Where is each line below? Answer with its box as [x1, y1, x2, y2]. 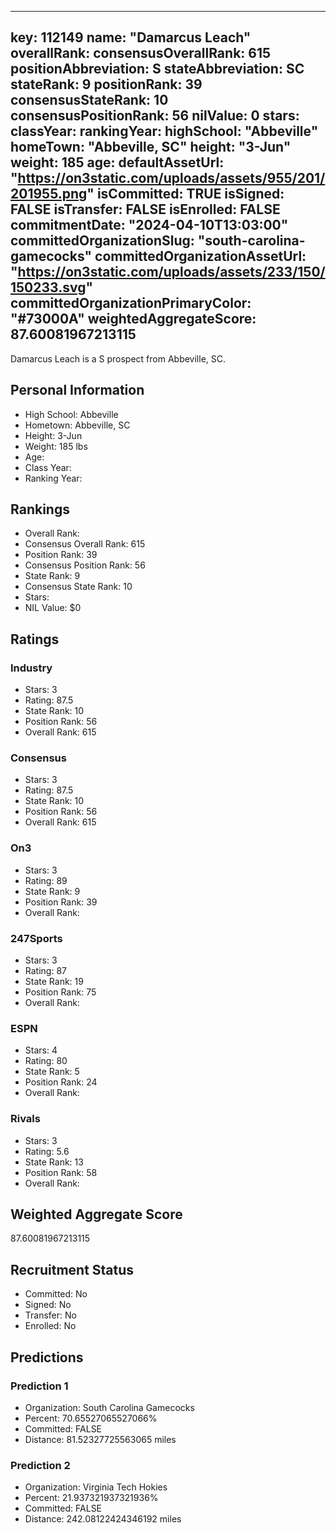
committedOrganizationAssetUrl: [94, 248, 307, 265]
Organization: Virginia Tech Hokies [24, 1481, 168, 1493]
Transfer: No [24, 1309, 77, 1321]
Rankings [10, 501, 70, 518]
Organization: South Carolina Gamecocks [24, 1401, 195, 1413]
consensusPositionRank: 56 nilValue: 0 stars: [10, 107, 300, 125]
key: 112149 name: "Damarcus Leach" [10, 29, 252, 46]
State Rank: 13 [24, 1156, 84, 1168]
